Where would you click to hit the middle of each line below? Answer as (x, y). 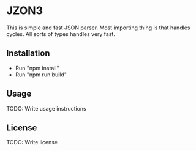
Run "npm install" (37, 68)
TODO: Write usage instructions (47, 108)
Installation (28, 53)
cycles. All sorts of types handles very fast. (61, 34)
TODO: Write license (32, 142)
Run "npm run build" (41, 75)
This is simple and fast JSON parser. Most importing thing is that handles (98, 28)
